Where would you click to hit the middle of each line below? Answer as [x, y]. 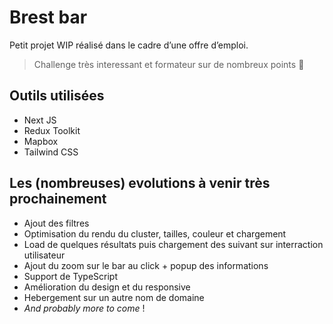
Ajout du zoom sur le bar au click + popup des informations [146, 265]
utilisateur [44, 255]
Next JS [40, 120]
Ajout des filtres [56, 223]
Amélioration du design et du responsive [107, 287]
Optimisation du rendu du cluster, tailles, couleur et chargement [155, 233]
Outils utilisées [57, 96]
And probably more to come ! [84, 308]
